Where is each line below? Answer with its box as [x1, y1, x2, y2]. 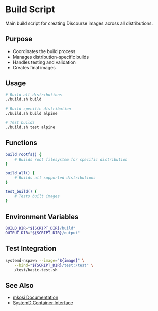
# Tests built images [14, 193, 60, 199]
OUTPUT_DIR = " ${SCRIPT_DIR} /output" [5, 231, 80, 236]
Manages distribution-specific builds [12, 54, 89, 60]
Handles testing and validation [12, 59, 76, 65]
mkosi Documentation [12, 294, 59, 301]
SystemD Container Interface [12, 300, 73, 306]
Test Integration [5, 244, 57, 253]
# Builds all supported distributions [14, 175, 96, 180]
